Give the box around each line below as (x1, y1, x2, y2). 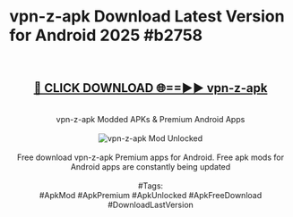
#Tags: (137, 180, 164, 191)
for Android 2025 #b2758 (9, 25, 203, 46)
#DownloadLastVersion (107, 199, 194, 210)
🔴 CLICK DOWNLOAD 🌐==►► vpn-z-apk (33, 80, 268, 96)
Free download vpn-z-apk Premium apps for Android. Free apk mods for (16, 152, 285, 163)
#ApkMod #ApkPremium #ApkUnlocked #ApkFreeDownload (39, 189, 263, 200)
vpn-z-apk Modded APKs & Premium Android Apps (56, 113, 246, 124)
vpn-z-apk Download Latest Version (9, 6, 285, 27)
